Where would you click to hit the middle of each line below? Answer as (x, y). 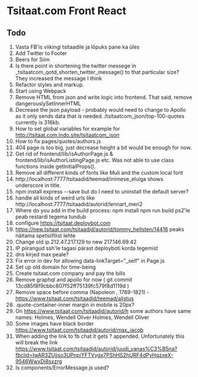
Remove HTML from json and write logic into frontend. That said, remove (104, 97)
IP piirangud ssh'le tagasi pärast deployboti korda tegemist (87, 248)
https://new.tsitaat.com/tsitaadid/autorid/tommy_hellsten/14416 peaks (100, 229)
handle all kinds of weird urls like (55, 198)
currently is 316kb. (38, 122)
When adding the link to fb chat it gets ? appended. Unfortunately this (100, 336)
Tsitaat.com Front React (67, 11)
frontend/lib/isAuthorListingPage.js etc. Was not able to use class (95, 160)
